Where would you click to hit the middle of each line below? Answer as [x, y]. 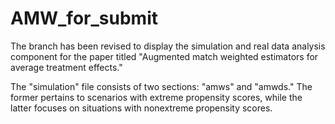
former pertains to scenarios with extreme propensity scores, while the [156, 97]
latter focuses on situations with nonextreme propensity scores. [141, 108]
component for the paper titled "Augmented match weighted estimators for [164, 56]
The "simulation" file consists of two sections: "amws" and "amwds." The [161, 86]
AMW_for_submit [84, 18]
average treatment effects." [66, 67]
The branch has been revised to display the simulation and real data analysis [168, 46]
